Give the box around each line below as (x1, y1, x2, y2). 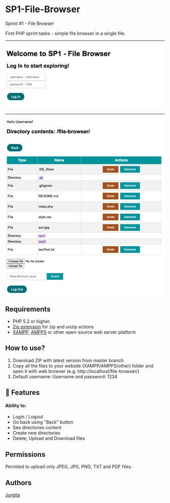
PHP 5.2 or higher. (12, 318, 51, 324)
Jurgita (5, 492, 20, 498)
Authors (5, 478, 32, 487)
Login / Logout (12, 413, 44, 420)
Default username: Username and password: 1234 (12, 373, 118, 379)
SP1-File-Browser (5, 4, 80, 15)
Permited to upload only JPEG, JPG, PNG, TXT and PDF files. (5, 464, 133, 470)
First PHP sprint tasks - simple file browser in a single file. (5, 30, 125, 36)
